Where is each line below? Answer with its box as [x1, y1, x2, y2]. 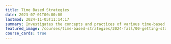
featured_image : [5, 26, 40, 31]
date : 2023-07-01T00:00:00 [5, 12, 63, 17]
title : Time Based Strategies [5, 7, 70, 13]
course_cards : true [5, 31, 47, 36]
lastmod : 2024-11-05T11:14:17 [5, 17, 70, 22]
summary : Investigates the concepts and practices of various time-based [5, 21, 165, 27]
